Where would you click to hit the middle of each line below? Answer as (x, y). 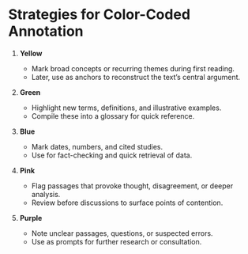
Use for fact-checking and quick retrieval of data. (112, 155)
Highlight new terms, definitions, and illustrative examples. (126, 108)
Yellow (31, 53)
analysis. (46, 194)
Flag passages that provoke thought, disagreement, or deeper (132, 186)
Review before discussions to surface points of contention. (127, 203)
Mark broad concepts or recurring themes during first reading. (133, 68)
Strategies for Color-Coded (100, 15)
